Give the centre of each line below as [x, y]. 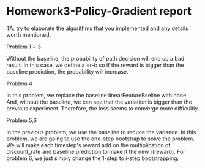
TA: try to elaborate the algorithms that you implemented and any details [97, 28]
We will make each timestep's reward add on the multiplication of [88, 145]
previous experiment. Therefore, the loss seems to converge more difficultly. [103, 108]
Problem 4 [19, 83]
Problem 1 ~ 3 [24, 47]
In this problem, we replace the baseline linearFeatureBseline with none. [97, 95]
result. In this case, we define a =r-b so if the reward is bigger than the [95, 65]
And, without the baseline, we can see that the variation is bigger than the [99, 102]
